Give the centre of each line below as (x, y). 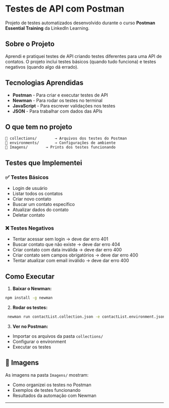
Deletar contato (29, 215)
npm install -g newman (29, 298)
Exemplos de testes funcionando (47, 390)
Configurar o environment (39, 341)
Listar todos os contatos (37, 194)
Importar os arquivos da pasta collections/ (58, 336)
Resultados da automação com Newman (54, 395)
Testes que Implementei (44, 163)
